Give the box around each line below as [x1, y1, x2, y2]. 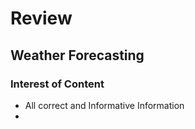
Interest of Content [10, 77, 105, 91]
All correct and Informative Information [24, 99, 185, 111]
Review [10, 7, 73, 30]
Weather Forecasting [10, 47, 145, 64]
